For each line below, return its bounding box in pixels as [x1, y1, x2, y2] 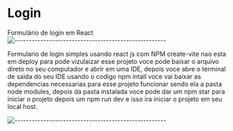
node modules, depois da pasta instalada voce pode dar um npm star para [7, 87, 225, 96]
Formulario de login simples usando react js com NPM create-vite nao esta [7, 50, 227, 58]
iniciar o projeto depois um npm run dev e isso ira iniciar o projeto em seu [7, 94, 222, 103]
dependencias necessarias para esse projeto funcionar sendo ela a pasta [7, 79, 222, 88]
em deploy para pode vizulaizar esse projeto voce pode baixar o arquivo [7, 57, 220, 65]
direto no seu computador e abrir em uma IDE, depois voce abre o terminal [7, 64, 226, 73]
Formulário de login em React [7, 28, 94, 37]
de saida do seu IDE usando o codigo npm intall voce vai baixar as [7, 72, 201, 81]
